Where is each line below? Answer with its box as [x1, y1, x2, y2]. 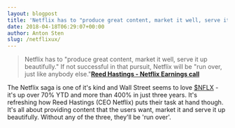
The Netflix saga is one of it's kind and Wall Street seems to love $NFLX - [7, 83, 219, 92]
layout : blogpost [7, 10, 58, 17]
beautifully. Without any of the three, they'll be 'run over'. [7, 113, 171, 122]
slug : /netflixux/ [7, 36, 61, 43]
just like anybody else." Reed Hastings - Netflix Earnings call [24, 70, 200, 79]
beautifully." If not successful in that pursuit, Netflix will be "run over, [24, 63, 222, 71]
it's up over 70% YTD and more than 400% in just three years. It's [7, 91, 198, 99]
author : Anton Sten [7, 29, 64, 37]
